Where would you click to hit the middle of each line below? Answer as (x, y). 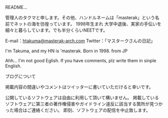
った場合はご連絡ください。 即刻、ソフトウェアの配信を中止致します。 (78, 110)
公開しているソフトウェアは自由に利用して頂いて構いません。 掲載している (82, 98)
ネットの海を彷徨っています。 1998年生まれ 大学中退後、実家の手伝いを (87, 24)
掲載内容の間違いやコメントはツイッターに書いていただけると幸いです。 (79, 87)
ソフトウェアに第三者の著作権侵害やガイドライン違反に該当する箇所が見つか (84, 104)
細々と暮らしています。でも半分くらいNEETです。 (56, 30)
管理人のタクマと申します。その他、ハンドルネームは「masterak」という (80, 18)
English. (13, 66)
